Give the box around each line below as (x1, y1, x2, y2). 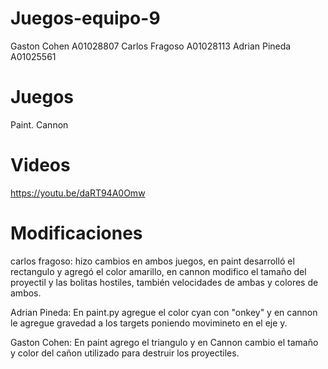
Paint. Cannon (10, 118, 69, 131)
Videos (10, 154, 71, 177)
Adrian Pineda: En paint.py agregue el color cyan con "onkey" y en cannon (10, 306, 318, 318)
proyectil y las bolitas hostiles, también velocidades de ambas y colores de (10, 276, 319, 288)
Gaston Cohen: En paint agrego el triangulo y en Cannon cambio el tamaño (10, 336, 319, 348)
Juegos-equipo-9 (10, 7, 161, 30)
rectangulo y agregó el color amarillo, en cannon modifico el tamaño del (10, 265, 307, 277)
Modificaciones (10, 222, 143, 244)
